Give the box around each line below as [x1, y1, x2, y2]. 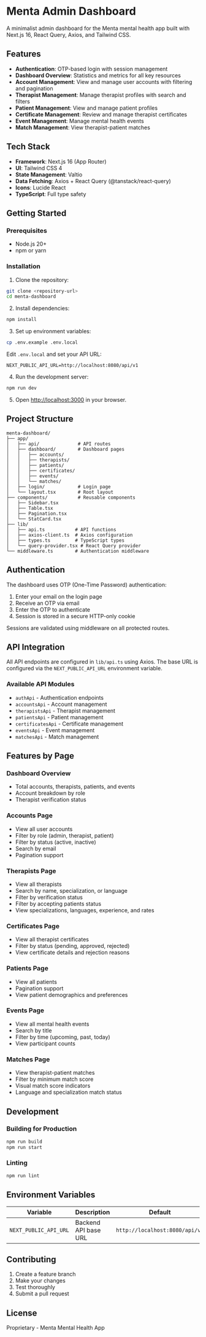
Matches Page [6, 1055, 50, 1064]
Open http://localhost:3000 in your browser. [15, 396, 127, 403]
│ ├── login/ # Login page [6, 483, 112, 490]
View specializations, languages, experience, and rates [15, 906, 154, 914]
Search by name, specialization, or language [15, 887, 128, 894]
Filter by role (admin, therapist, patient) [15, 831, 115, 839]
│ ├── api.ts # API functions [6, 526, 116, 532]
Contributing [6, 1254, 56, 1265]
